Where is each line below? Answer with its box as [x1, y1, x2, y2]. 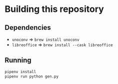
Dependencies [4, 23, 51, 32]
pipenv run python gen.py [4, 74, 58, 79]
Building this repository [4, 3, 104, 15]
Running [4, 56, 32, 65]
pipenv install [4, 69, 36, 74]
